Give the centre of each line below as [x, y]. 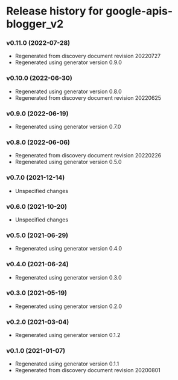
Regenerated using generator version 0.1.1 [67, 364]
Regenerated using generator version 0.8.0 [68, 91]
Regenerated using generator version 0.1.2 [68, 335]
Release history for [55, 11]
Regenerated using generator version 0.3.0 [68, 277]
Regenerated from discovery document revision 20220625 [88, 97]
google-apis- [139, 11]
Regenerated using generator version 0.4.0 [68, 249]
